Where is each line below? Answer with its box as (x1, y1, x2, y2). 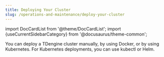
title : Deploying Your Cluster (5, 7, 71, 12)
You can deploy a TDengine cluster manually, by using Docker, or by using (5, 40, 159, 46)
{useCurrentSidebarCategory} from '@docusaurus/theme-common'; (5, 31, 147, 37)
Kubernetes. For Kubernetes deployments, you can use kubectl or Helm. (5, 46, 155, 52)
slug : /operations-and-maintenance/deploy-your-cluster (5, 12, 125, 17)
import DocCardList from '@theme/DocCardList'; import (5, 25, 121, 31)
